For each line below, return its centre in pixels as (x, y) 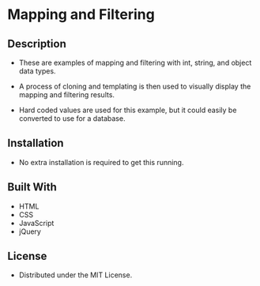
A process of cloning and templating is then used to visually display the (135, 86)
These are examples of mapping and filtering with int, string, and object (135, 62)
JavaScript (36, 223)
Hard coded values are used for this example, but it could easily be (128, 110)
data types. (37, 71)
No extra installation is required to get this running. (101, 162)
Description (37, 44)
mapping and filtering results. (67, 95)
